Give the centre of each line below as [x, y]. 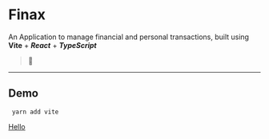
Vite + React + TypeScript [53, 45]
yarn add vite [35, 112]
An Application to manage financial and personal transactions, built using [129, 37]
